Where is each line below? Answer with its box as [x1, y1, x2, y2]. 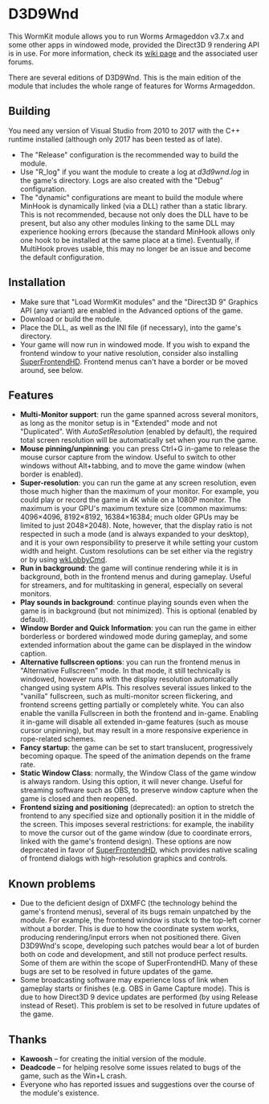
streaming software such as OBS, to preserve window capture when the [19, 785, 259, 795]
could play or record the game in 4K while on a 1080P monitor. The [19, 495, 242, 505]
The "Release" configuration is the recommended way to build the [19, 149, 239, 159]
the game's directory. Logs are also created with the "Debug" [19, 175, 223, 185]
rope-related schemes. [19, 734, 96, 744]
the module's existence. [19, 1088, 100, 1098]
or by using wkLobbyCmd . [19, 555, 108, 565]
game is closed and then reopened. [19, 794, 138, 803]
